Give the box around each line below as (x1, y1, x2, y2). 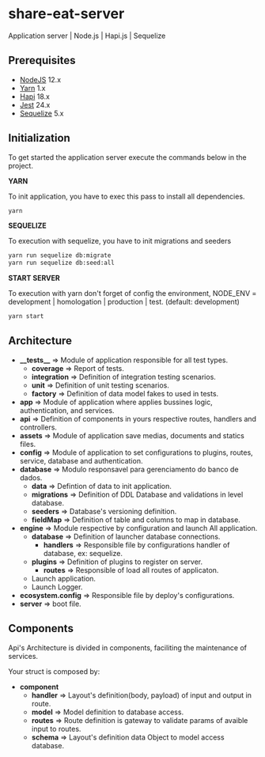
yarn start (8, 312, 44, 320)
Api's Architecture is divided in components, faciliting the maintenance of (8, 642, 248, 653)
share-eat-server (8, 5, 125, 23)
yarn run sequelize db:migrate (8, 252, 112, 259)
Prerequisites (8, 54, 76, 67)
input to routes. (31, 724, 81, 733)
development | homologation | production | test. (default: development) (8, 297, 240, 307)
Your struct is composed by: (8, 666, 100, 676)
